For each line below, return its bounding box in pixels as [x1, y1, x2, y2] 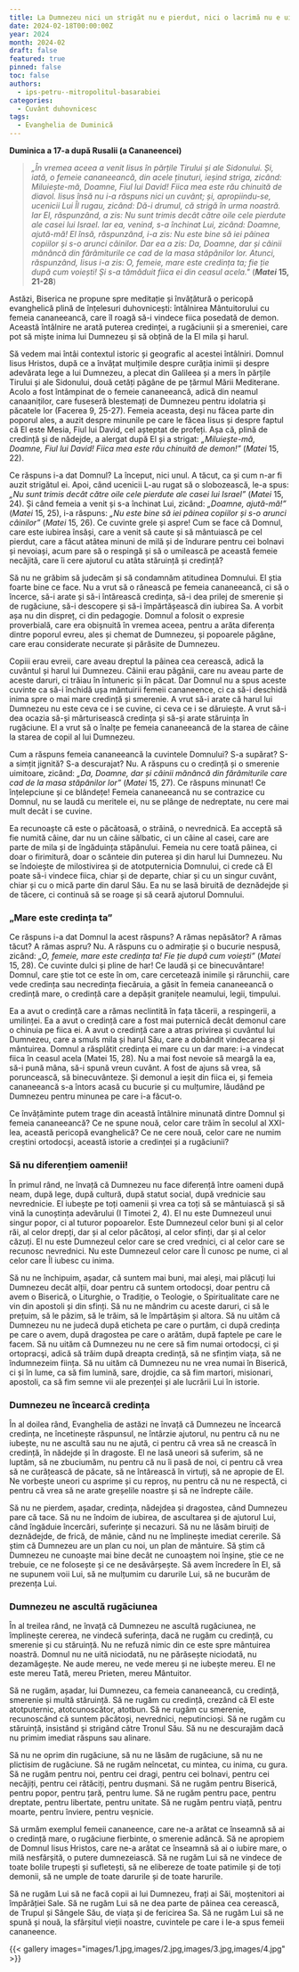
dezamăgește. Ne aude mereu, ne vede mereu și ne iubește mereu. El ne [9, 1658, 276, 1669]
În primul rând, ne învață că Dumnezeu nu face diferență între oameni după [9, 1179, 285, 1190]
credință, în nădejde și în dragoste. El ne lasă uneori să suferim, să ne [9, 1447, 264, 1458]
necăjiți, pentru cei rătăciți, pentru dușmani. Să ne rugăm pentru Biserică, [9, 1779, 278, 1789]
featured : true [9, 54, 66, 63]
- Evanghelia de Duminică [17, 121, 114, 130]
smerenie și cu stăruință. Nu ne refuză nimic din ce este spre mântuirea [9, 1640, 271, 1650]
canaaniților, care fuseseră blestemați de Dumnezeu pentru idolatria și [9, 396, 266, 406]
